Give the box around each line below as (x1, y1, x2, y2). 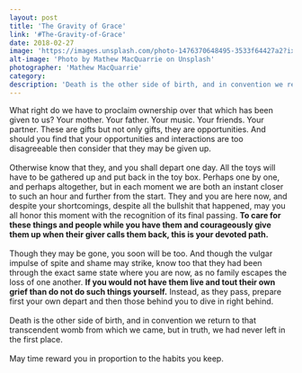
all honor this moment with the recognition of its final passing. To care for (9, 209, 281, 220)
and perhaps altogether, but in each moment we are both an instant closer (9, 181, 284, 191)
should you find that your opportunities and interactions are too (9, 133, 244, 144)
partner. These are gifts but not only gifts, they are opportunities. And (9, 123, 267, 135)
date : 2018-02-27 (9, 38, 75, 48)
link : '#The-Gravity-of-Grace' (9, 30, 127, 39)
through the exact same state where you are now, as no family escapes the (9, 267, 288, 278)
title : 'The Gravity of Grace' (9, 22, 127, 31)
